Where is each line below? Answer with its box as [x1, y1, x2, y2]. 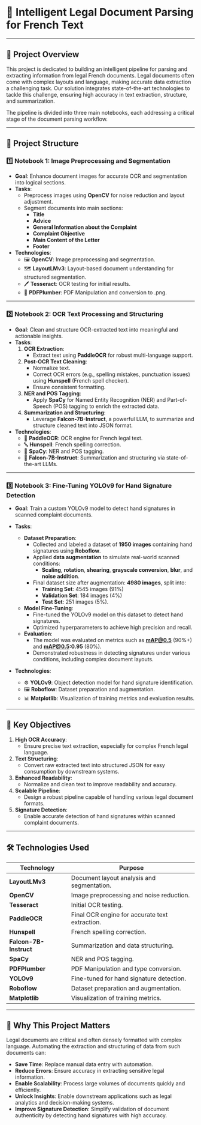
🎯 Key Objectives [6, 720, 71, 730]
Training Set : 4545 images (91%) [41, 586, 124, 593]
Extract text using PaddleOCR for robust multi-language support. [32, 351, 193, 359]
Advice [32, 217, 51, 225]
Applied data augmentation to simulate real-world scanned [32, 554, 179, 561]
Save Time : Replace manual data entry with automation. [14, 1061, 154, 1068]
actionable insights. [14, 332, 63, 339]
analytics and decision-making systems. [14, 1099, 115, 1106]
